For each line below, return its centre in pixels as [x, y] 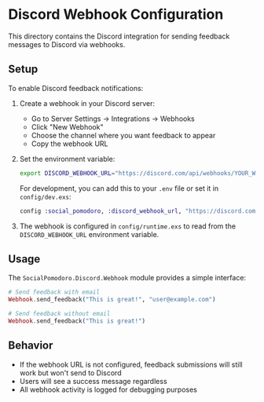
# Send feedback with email [54, 292]
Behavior [31, 346]
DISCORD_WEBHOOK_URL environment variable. [89, 234]
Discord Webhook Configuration [116, 15]
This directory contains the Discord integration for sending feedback [119, 36]
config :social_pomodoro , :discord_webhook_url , [101, 211]
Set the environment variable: [67, 159]
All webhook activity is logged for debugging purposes [108, 389]
